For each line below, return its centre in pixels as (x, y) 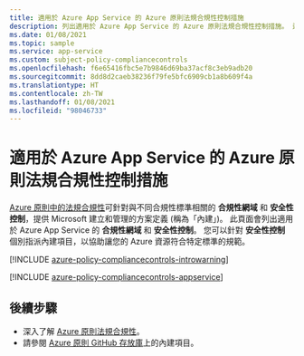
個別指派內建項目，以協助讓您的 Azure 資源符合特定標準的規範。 (130, 242)
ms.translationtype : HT (54, 85)
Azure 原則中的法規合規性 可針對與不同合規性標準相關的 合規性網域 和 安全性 (152, 207)
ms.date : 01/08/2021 (48, 34)
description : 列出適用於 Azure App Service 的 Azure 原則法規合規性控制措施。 (149, 26)
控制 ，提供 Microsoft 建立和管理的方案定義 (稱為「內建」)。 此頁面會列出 (143, 219)
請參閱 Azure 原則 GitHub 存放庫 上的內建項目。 (110, 342)
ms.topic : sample (42, 43)
